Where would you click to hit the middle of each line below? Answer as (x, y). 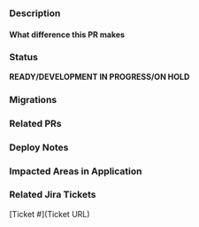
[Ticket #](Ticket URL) (50, 214)
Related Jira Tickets (53, 195)
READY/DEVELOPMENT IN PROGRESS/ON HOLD (99, 76)
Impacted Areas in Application (76, 171)
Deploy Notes (39, 147)
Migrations (33, 99)
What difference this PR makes (67, 35)
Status (23, 58)
